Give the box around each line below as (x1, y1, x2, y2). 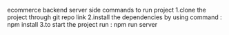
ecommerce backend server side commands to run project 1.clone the (7, 6, 207, 14)
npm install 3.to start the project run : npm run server (7, 21, 158, 28)
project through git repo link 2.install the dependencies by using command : (7, 13, 222, 21)
